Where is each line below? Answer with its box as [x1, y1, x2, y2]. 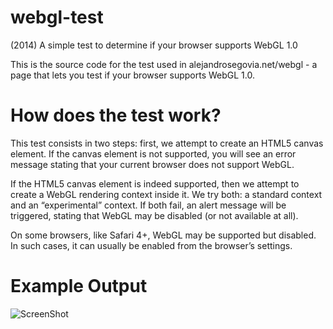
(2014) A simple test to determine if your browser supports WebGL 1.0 [10, 39, 298, 51]
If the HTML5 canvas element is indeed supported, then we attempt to [10, 177, 300, 190]
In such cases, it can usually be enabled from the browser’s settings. [10, 239, 293, 251]
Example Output [10, 275, 148, 298]
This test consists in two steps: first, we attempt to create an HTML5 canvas [10, 137, 324, 149]
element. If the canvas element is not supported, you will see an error [10, 147, 297, 160]
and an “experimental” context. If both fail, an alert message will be [10, 199, 287, 211]
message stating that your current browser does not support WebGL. [10, 158, 295, 170]
